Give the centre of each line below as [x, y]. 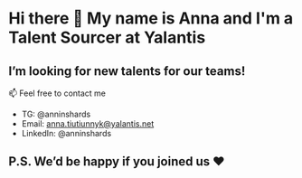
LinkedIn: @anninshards [66, 133]
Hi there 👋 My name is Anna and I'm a [151, 19]
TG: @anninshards [56, 114]
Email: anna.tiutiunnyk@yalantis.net [88, 124]
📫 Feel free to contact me [57, 93]
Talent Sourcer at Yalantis [107, 37]
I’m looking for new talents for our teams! [127, 71]
